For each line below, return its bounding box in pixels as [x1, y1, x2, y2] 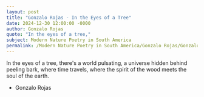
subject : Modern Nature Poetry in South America [6, 37, 132, 43]
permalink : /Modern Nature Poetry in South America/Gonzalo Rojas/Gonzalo [6, 43, 200, 49]
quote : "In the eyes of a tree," [6, 32, 91, 38]
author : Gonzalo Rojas [6, 25, 64, 32]
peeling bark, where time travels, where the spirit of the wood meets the [6, 65, 187, 73]
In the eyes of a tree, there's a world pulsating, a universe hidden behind [6, 59, 188, 67]
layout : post [6, 8, 39, 15]
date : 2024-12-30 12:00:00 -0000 [6, 20, 91, 26]
